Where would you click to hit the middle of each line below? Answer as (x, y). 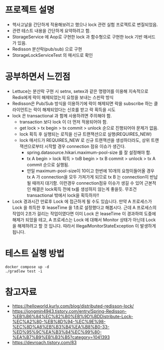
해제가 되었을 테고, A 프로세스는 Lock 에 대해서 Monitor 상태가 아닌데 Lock (84, 220)
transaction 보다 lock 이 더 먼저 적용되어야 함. (64, 122)
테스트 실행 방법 (35, 254)
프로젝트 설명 (30, 10)
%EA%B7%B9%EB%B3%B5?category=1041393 (61, 337)
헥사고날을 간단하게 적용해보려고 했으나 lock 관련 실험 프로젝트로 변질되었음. (85, 24)
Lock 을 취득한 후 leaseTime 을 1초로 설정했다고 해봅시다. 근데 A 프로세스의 (84, 207)
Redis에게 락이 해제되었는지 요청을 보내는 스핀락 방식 (63, 97)
